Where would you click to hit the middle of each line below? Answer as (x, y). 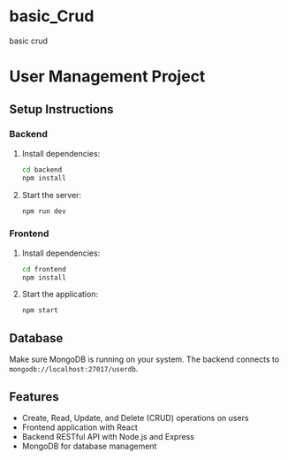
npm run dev (44, 211)
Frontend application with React (80, 427)
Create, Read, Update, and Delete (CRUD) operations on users (135, 418)
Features (34, 397)
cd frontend (44, 269)
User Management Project (107, 77)
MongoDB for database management (89, 446)
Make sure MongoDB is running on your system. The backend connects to (144, 359)
